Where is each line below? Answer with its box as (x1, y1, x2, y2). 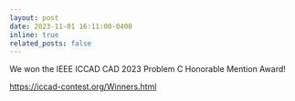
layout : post (9, 13, 59, 23)
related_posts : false (9, 38, 92, 48)
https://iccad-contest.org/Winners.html (9, 81, 157, 92)
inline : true (9, 30, 59, 39)
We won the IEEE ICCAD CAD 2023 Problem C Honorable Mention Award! (9, 64, 286, 75)
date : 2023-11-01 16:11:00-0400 (9, 22, 132, 31)
